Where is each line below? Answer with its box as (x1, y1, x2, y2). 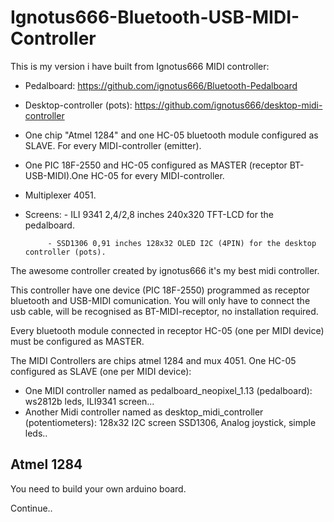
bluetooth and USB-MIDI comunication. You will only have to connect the (10, 294, 311, 306)
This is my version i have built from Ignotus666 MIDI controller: (10, 60, 270, 72)
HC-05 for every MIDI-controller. (90, 169, 225, 181)
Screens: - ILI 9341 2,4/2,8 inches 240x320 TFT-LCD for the (24, 208, 274, 220)
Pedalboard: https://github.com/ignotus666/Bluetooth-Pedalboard (24, 79, 298, 91)
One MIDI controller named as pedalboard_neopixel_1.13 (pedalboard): (24, 384, 313, 396)
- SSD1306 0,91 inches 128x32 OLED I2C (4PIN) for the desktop (47, 238, 317, 248)
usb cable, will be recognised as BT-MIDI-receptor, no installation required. (10, 305, 319, 317)
